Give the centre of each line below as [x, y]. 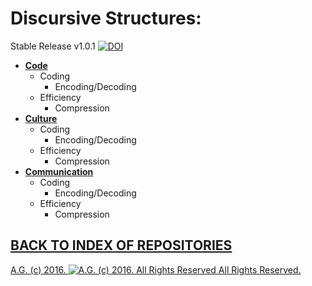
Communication [59, 171]
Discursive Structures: [106, 18]
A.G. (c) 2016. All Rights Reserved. [156, 269]
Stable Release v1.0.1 [53, 46]
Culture [41, 118]
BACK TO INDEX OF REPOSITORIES [121, 245]
